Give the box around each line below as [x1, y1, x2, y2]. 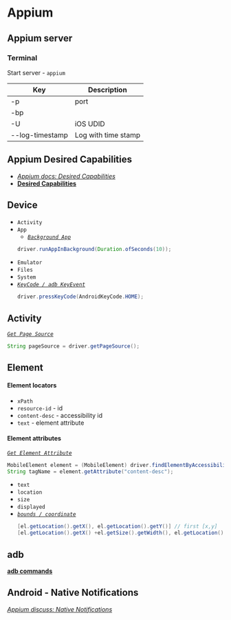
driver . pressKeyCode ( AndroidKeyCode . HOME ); [16, 293, 144, 301]
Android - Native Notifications [7, 587, 139, 599]
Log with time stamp [74, 130, 141, 139]
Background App [27, 233, 71, 241]
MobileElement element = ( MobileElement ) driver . [7, 461, 153, 468]
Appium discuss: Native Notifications [7, 605, 113, 613]
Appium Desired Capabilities [7, 154, 133, 166]
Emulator [16, 259, 43, 266]
